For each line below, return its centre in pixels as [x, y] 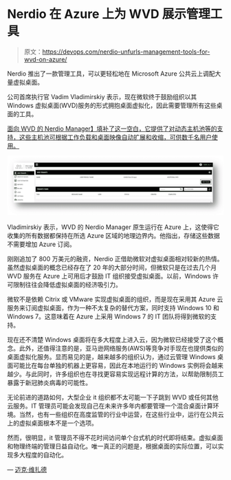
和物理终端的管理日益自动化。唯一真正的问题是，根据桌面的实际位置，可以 [112, 446]
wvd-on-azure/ [45, 59]
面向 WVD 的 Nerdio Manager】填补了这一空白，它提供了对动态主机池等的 [112, 129]
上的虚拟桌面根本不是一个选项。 [52, 423]
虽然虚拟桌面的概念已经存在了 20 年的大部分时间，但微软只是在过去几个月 [112, 267]
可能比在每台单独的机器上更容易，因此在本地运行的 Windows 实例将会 [112, 365]
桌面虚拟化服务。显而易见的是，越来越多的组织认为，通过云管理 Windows [111, 357]
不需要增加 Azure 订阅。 [41, 244]
